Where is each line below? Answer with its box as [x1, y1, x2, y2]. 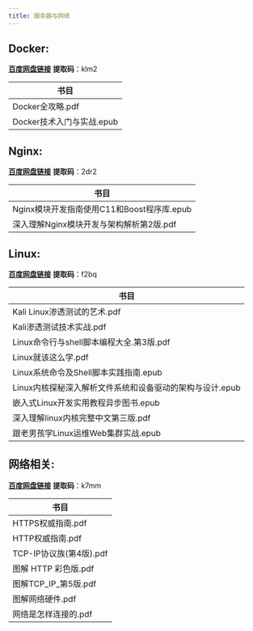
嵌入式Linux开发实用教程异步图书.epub [12, 397, 160, 409]
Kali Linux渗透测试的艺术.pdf [12, 307, 121, 318]
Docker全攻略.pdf [12, 101, 79, 112]
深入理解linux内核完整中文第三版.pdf [12, 413, 151, 424]
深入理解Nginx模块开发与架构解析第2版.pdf [12, 219, 177, 231]
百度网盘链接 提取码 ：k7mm [8, 481, 102, 490]
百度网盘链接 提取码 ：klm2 [8, 64, 98, 74]
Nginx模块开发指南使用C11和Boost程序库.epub [12, 204, 192, 215]
